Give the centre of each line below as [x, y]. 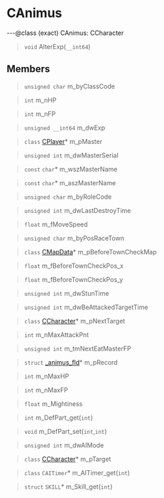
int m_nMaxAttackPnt [56, 334]
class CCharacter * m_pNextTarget [75, 321]
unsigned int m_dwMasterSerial [71, 155]
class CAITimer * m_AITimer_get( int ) [77, 472]
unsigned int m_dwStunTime [66, 293]
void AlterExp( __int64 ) [57, 46]
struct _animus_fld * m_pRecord [71, 362]
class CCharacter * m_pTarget [67, 459]
